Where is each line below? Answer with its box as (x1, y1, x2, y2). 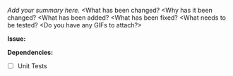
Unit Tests (17, 62, 47, 70)
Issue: (7, 34, 26, 43)
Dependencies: (7, 49, 54, 56)
